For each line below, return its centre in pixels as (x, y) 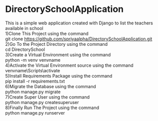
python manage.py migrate (33, 92)
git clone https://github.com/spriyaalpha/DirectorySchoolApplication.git (79, 39)
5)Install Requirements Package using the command (59, 76)
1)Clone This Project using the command (47, 33)
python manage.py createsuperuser (42, 102)
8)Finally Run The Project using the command (52, 108)
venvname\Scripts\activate (33, 70)
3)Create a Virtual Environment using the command (58, 55)
